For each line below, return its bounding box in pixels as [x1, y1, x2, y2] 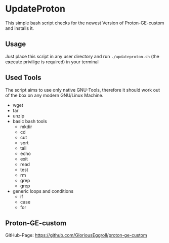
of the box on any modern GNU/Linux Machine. [5, 92, 104, 98]
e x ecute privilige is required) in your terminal [5, 59, 99, 65]
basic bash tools [12, 118, 47, 124]
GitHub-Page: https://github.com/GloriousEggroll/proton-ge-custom [5, 232, 148, 238]
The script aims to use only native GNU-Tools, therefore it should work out [5, 87, 160, 93]
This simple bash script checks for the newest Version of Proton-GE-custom [5, 20, 164, 26]
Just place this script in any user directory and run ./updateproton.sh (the [5, 53, 159, 59]
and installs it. [5, 25, 34, 31]
